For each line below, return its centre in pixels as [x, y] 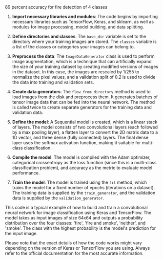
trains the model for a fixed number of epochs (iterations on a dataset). [83, 187]
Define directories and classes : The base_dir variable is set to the [79, 36]
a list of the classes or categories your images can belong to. [73, 47]
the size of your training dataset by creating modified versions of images [85, 66]
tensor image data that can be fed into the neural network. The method [83, 102]
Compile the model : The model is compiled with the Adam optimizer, [81, 157]
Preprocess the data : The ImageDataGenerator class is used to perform [83, 56]
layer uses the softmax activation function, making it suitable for [77, 143]
